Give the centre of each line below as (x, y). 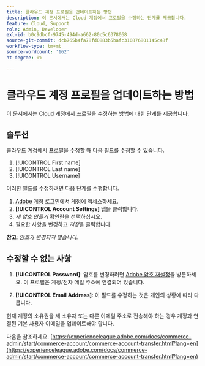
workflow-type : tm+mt (34, 47)
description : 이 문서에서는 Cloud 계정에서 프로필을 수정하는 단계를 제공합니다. (96, 18)
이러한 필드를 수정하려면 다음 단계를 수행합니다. (63, 188)
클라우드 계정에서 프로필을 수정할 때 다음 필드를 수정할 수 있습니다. (85, 150)
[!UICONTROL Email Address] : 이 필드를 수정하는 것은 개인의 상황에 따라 (104, 295)
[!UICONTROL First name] (48, 162)
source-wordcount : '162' (38, 52)
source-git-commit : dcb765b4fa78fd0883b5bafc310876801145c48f (87, 40)
